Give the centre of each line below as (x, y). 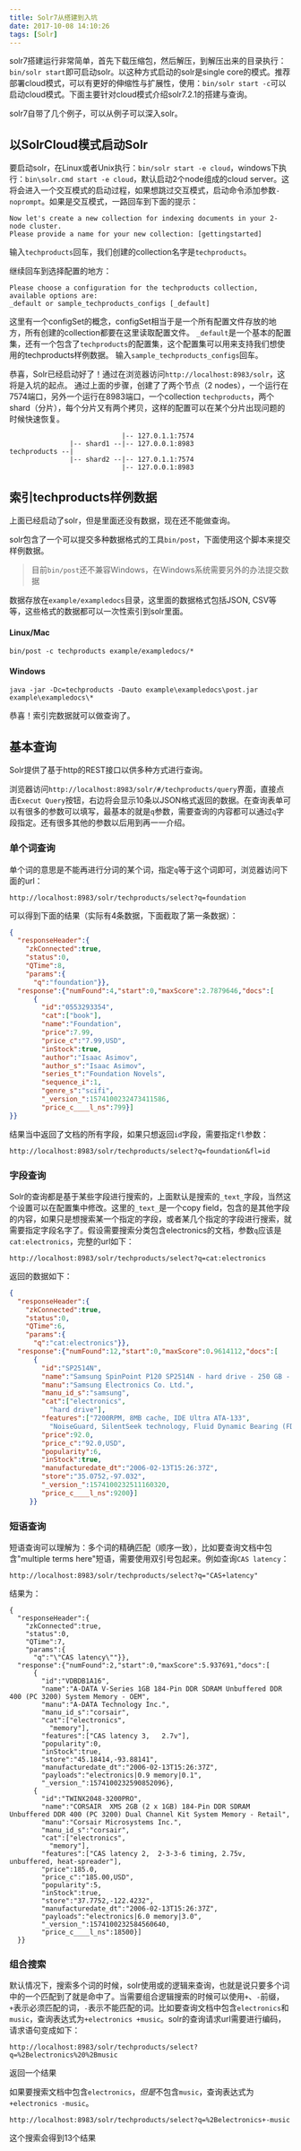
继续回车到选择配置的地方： (60, 271)
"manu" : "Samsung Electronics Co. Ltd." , (118, 1385)
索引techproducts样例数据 (83, 497)
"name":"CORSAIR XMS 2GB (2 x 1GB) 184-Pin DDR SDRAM (146, 1807)
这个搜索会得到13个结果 (53, 2138)
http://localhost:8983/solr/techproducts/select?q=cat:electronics (138, 1258)
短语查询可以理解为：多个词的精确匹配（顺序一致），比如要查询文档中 (137, 1547)
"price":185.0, (70, 1869)
